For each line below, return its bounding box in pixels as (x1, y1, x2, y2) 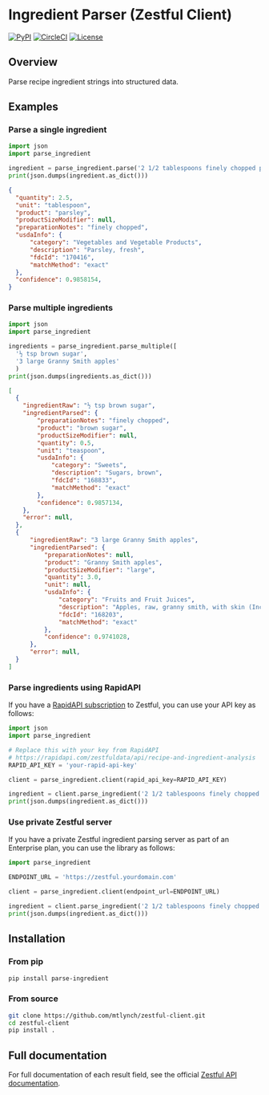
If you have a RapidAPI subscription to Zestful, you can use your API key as (8, 700, 256, 710)
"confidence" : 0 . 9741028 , (43, 633, 130, 641)
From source (8, 993, 58, 1004)
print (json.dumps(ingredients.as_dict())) (8, 372, 152, 381)
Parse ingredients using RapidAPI (8, 682, 142, 693)
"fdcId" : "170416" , (29, 253, 94, 262)
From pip (8, 956, 44, 967)
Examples (8, 100, 58, 114)
